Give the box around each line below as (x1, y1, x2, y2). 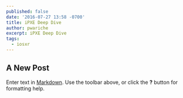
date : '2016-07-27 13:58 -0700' (6, 14, 85, 20)
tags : (6, 36, 19, 42)
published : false (6, 8, 49, 15)
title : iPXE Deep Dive (6, 19, 62, 25)
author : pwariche (6, 25, 49, 31)
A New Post (6, 63, 50, 73)
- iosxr (11, 42, 30, 48)
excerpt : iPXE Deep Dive (6, 31, 67, 36)
